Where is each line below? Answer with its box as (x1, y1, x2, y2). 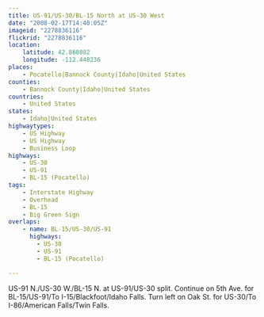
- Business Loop (22, 144, 77, 152)
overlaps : (8, 218, 41, 226)
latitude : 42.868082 (22, 48, 90, 56)
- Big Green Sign (22, 211, 80, 219)
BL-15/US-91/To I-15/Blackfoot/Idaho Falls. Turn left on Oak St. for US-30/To (8, 292, 257, 301)
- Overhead (22, 196, 59, 204)
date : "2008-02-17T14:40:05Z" (8, 19, 109, 27)
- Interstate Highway (22, 188, 94, 197)
